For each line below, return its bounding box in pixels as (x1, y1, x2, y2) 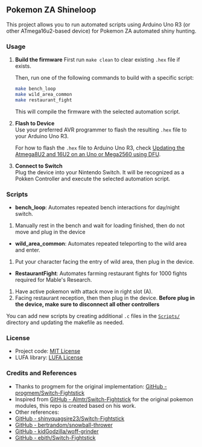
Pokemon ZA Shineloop (6, 5, 96, 15)
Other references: (14, 408, 59, 416)
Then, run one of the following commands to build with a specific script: (14, 74, 194, 81)
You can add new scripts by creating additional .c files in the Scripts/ (6, 312, 180, 320)
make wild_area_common (14, 91, 72, 97)
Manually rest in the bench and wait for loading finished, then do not (14, 222, 185, 229)
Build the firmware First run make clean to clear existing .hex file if (14, 56, 180, 63)
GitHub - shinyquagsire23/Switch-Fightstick (14, 414, 125, 422)
